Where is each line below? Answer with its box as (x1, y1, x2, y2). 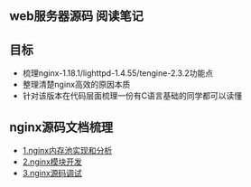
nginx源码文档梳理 (9, 119, 114, 135)
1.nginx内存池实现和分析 (22, 145, 113, 156)
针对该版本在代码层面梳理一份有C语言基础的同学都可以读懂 (22, 90, 243, 101)
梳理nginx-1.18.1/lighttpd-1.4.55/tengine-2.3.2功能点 (22, 68, 214, 79)
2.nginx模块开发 (22, 156, 83, 167)
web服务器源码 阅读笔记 (9, 8, 144, 24)
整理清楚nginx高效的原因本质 (22, 79, 131, 90)
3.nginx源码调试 (22, 168, 83, 179)
